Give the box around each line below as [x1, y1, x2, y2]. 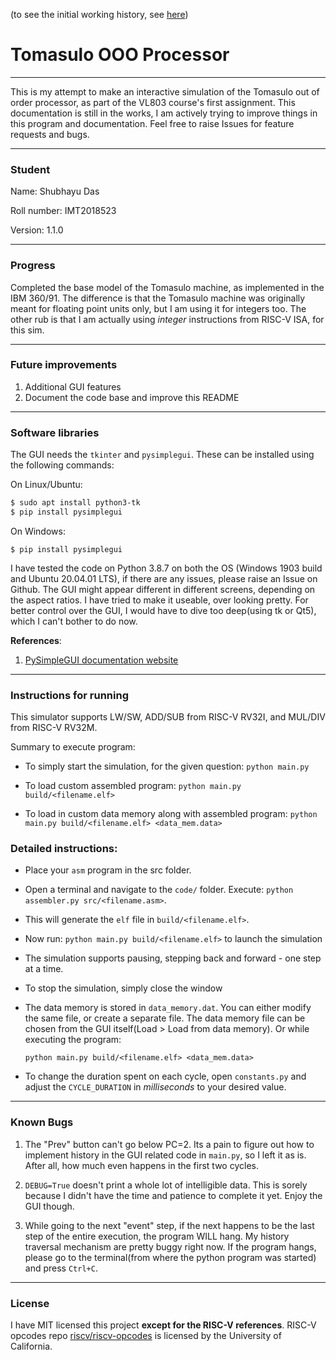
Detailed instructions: [10, 842, 118, 856]
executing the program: [24, 1034, 122, 1046]
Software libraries [10, 425, 100, 439]
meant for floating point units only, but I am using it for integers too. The [10, 302, 307, 314]
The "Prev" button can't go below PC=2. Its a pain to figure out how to [24, 1138, 315, 1150]
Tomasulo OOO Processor [10, 44, 230, 66]
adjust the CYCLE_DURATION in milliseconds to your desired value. [24, 1081, 287, 1093]
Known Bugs [10, 1115, 74, 1129]
